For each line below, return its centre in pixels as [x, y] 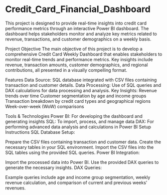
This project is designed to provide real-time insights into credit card [76, 23]
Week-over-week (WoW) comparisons [45, 106]
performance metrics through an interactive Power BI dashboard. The [77, 28]
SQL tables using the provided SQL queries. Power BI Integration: [72, 152]
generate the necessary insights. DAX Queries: [53, 167]
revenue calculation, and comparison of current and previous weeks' [76, 182]
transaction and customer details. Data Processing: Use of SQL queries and [83, 85]
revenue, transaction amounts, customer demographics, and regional [76, 65]
